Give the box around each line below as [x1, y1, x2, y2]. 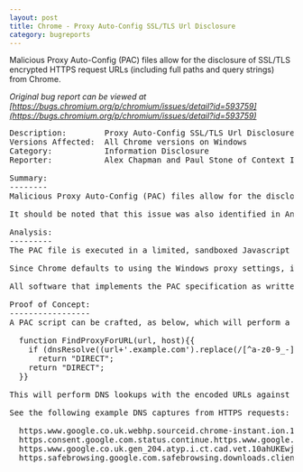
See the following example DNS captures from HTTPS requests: [9, 408, 290, 418]
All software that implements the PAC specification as [9, 282, 262, 292]
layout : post [9, 13, 59, 23]
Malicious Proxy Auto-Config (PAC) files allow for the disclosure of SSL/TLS [9, 55, 291, 66]
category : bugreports [9, 30, 91, 39]
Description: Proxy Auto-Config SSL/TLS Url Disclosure [9, 128, 295, 138]
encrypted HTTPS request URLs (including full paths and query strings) [9, 64, 275, 75]
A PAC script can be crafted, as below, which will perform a [9, 318, 290, 328]
